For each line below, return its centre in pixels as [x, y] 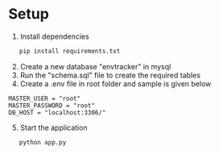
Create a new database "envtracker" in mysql [95, 66]
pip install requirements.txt [70, 51]
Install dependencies [55, 36]
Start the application [54, 127]
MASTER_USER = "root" [45, 98]
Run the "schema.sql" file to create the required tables [110, 75]
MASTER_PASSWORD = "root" [52, 106]
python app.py [43, 142]
